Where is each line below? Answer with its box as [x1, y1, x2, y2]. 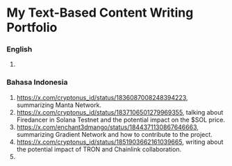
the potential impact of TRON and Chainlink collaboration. [16, 144, 182, 153]
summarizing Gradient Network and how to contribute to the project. [16, 130, 213, 138]
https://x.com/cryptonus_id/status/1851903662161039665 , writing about [16, 138, 224, 146]
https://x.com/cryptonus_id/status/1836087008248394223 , [16, 93, 188, 101]
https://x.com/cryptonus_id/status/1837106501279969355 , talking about [16, 108, 224, 116]
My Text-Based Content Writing [6, 5, 194, 21]
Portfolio [6, 19, 58, 35]
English [6, 44, 33, 54]
